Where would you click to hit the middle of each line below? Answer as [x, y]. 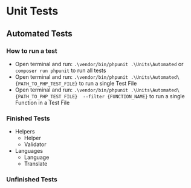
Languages [29, 151]
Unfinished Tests [32, 180]
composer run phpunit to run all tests [60, 70]
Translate [36, 164]
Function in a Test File [42, 102]
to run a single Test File [108, 83]
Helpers [25, 132]
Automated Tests [39, 34]
